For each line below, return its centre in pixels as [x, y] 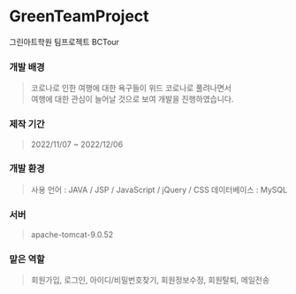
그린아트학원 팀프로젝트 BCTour [64, 42]
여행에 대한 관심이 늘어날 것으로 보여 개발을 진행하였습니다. [132, 99]
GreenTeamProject [79, 16]
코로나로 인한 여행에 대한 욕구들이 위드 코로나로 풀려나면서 [131, 88]
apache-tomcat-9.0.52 [72, 235]
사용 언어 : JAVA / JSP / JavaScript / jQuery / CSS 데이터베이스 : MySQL [159, 190]
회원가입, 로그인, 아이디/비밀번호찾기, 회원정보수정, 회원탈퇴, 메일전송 [150, 280]
